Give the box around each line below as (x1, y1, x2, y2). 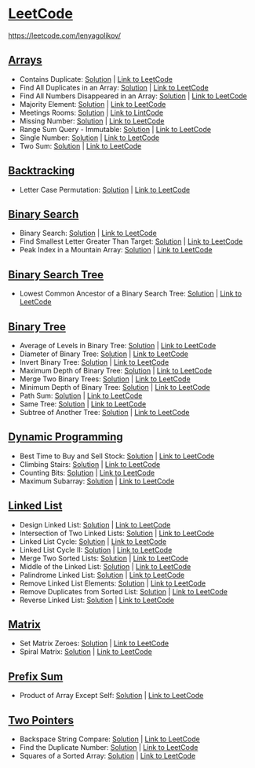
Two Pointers (8, 713, 75, 727)
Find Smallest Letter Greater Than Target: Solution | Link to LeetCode (19, 237, 243, 246)
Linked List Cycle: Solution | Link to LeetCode (19, 536, 167, 546)
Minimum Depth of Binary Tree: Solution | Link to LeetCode (19, 383, 210, 391)
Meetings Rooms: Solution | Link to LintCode (19, 108, 163, 117)
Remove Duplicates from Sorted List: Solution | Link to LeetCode (19, 586, 228, 596)
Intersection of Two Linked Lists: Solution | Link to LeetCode (19, 528, 214, 538)
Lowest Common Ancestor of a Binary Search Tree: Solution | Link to (19, 288, 242, 299)
